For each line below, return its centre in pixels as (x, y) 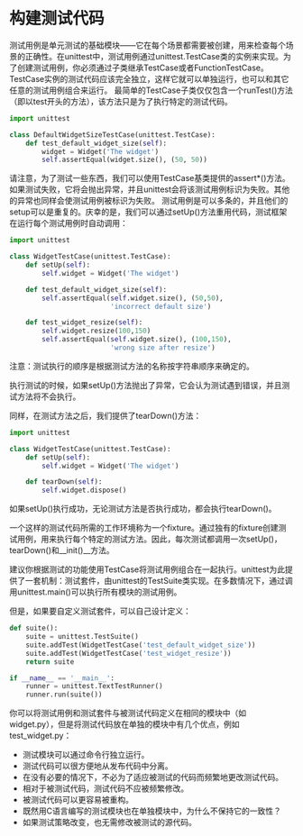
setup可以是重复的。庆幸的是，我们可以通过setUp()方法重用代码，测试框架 (148, 212)
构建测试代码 (57, 18)
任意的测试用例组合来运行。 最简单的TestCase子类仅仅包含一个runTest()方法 (151, 90)
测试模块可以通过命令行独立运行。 (86, 755)
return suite (50, 662)
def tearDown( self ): (64, 482)
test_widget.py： (41, 736)
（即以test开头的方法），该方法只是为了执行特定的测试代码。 (121, 101)
